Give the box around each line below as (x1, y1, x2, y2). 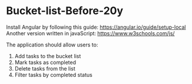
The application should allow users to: (6, 41, 98, 48)
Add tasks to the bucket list (14, 52, 81, 59)
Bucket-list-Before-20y (6, 4, 124, 18)
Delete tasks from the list (14, 65, 75, 72)
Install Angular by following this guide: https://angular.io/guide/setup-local (6, 23, 186, 31)
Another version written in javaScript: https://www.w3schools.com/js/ (6, 29, 175, 36)
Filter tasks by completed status (14, 71, 92, 78)
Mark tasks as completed (14, 59, 77, 66)
